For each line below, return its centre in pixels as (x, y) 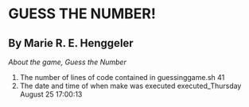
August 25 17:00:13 (51, 94)
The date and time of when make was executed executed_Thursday (130, 86)
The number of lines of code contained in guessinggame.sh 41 (122, 77)
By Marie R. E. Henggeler (71, 43)
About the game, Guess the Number (68, 62)
